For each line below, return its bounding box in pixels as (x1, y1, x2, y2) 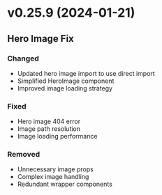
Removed (7, 150, 40, 159)
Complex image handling (17, 173, 89, 181)
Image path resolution (17, 125, 81, 133)
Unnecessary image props (17, 165, 94, 173)
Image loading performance (17, 132, 98, 141)
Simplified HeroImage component (17, 77, 115, 85)
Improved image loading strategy (17, 84, 113, 92)
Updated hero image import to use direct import (17, 69, 155, 77)
